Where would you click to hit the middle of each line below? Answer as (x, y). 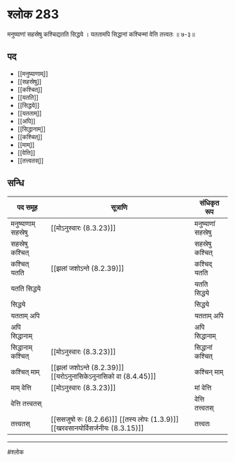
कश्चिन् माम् (209, 371)
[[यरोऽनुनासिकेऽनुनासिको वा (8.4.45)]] (104, 376)
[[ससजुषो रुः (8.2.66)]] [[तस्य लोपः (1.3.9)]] (115, 419)
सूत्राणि (119, 207)
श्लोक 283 (33, 14)
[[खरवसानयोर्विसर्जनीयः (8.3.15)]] (97, 428)
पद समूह (27, 207)
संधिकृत (209, 203)
